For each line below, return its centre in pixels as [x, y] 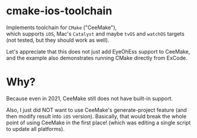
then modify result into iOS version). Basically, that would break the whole [96, 116]
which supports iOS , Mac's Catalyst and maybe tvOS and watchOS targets [95, 33]
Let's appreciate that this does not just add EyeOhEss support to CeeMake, [98, 51]
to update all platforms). [35, 128]
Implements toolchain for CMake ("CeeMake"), [62, 27]
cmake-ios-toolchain [59, 11]
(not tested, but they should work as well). [58, 40]
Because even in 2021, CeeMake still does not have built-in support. [90, 98]
